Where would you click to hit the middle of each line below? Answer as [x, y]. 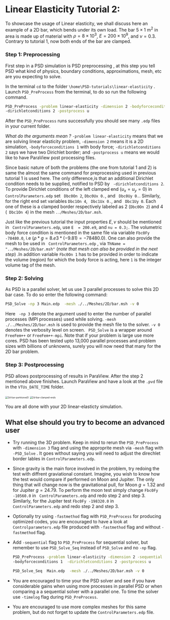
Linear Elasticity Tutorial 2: [63, 9]
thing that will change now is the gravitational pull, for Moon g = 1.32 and [89, 485]
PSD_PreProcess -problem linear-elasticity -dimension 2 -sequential [88, 557]
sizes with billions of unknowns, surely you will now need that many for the [83, 346]
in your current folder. [28, 126]
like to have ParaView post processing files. [51, 158]
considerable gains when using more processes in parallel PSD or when [88, 586]
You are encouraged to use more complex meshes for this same [79, 607]
